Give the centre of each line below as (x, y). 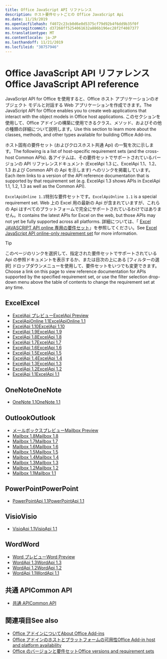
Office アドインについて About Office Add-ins (58, 634)
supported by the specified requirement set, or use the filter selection (76, 277)
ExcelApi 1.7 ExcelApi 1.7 (37, 342)
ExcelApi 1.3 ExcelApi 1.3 (37, 364)
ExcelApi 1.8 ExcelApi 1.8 (37, 337)
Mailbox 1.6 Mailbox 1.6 (35, 447)
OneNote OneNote (34, 390)
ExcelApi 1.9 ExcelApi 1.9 (37, 332)
